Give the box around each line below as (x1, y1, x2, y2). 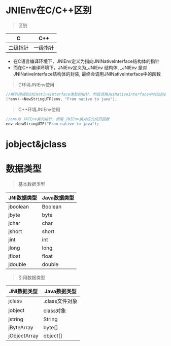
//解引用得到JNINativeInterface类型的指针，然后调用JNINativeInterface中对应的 (6, 92, 164, 97)
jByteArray (8, 324, 33, 331)
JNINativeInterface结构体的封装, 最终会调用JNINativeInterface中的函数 (13, 71, 161, 77)
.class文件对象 (43, 297, 78, 304)
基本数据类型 (18, 181, 45, 187)
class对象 (43, 307, 66, 314)
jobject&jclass (6, 138, 67, 150)
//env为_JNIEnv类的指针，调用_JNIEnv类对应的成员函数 (6, 116, 110, 122)
